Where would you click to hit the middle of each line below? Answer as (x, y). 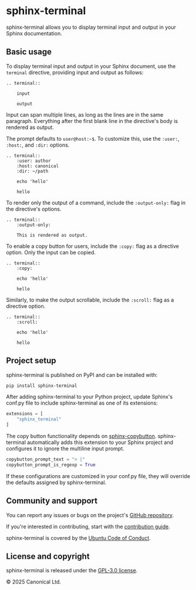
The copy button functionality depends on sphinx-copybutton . (81, 436)
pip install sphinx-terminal (42, 386)
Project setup (31, 361)
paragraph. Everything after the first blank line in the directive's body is (92, 121)
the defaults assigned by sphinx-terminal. (56, 482)
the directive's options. (34, 209)
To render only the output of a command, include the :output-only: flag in (96, 203)
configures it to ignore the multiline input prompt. (65, 449)
